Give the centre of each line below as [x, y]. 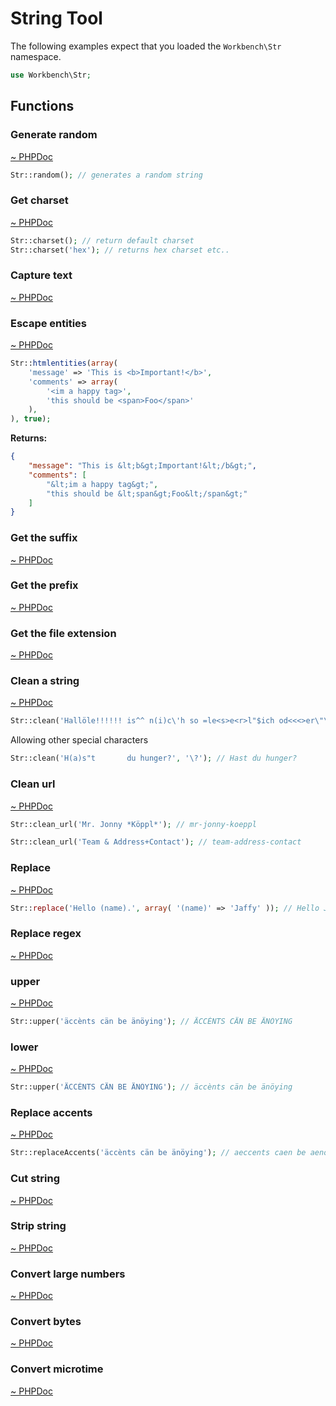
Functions [42, 106]
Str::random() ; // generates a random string [106, 175]
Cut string [35, 1179]
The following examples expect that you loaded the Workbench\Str [146, 46]
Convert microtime [57, 1369]
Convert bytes [46, 1322]
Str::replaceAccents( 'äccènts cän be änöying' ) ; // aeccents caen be [158, 1153]
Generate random [54, 135]
